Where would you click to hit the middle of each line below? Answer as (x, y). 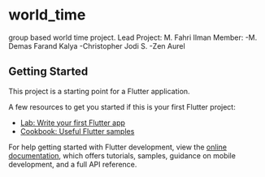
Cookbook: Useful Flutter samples (77, 131)
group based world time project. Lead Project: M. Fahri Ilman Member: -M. (133, 37)
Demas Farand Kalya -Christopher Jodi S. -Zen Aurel (97, 45)
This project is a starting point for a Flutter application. (99, 91)
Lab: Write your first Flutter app (73, 123)
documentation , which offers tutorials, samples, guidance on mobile (122, 155)
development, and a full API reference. (73, 164)
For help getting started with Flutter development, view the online (118, 147)
